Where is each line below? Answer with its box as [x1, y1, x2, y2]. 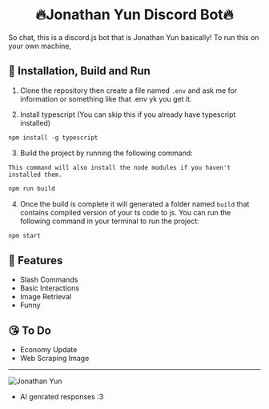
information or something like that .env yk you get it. [19, 94, 192, 103]
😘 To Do [8, 323, 52, 337]
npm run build [8, 184, 56, 193]
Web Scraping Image [19, 354, 90, 363]
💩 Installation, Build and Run [8, 64, 151, 78]
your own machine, [8, 41, 72, 50]
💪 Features [8, 254, 63, 267]
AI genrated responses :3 [19, 392, 104, 401]
